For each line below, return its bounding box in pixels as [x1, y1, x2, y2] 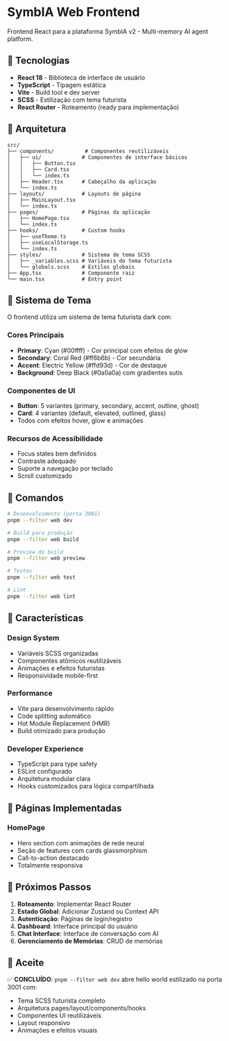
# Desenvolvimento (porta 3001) [7, 510, 101, 517]
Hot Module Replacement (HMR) [17, 719, 110, 728]
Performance [7, 689, 53, 698]
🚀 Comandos [7, 492, 64, 503]
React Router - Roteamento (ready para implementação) [17, 102, 179, 111]
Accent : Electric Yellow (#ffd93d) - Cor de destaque [17, 361, 168, 369]
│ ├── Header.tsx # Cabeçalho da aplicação [7, 178, 157, 185]
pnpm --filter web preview [7, 555, 85, 562]
